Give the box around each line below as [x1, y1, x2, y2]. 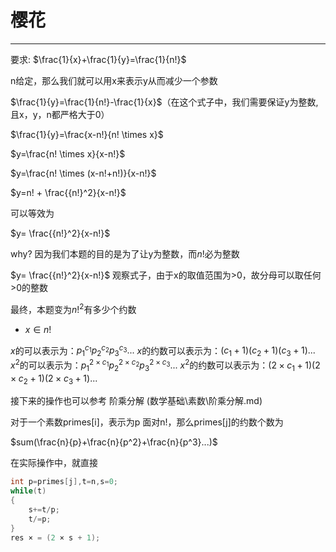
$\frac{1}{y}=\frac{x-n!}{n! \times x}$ [10, 128, 164, 140]
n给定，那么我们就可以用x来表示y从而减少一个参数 [10, 74, 218, 86]
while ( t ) [10, 486, 47, 496]
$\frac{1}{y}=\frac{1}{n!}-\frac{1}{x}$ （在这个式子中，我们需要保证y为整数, [10, 96, 319, 108]
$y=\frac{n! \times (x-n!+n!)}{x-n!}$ [10, 167, 157, 179]
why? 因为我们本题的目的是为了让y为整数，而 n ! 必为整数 [10, 247, 240, 260]
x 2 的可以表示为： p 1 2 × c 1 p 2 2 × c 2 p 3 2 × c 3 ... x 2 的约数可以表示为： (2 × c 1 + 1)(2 [10, 357, 321, 373]
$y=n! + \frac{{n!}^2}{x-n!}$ [10, 186, 127, 198]
